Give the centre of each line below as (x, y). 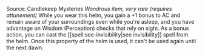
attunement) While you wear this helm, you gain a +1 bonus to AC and (93, 15)
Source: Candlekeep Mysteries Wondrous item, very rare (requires (89, 9)
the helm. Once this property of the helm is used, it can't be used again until (101, 41)
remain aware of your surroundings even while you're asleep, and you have (100, 22)
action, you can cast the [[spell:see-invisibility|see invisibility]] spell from (97, 35)
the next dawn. (25, 47)
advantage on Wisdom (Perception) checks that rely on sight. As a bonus (98, 28)
